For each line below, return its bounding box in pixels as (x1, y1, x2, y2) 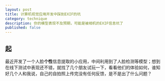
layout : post (5, 7, 32, 12)
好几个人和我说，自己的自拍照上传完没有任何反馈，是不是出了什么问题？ (5, 70, 152, 76)
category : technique (5, 16, 48, 21)
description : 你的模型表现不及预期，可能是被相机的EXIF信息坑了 (5, 20, 124, 26)
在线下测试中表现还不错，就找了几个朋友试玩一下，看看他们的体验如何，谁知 (5, 64, 161, 70)
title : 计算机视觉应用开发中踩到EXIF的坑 (5, 12, 81, 17)
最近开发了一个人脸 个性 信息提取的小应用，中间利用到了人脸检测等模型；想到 (5, 58, 161, 64)
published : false (5, 25, 41, 30)
